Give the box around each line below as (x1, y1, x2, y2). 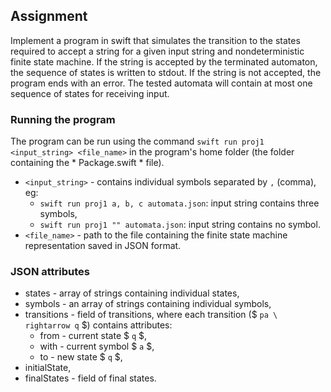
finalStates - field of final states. (24, 372, 157, 384)
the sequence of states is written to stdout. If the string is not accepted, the (10, 66, 322, 78)
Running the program (10, 112, 116, 126)
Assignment (10, 8, 88, 25)
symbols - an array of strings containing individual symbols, (24, 298, 272, 310)
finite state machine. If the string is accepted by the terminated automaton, (10, 55, 318, 68)
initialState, (24, 362, 72, 374)
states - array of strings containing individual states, (24, 287, 240, 299)
